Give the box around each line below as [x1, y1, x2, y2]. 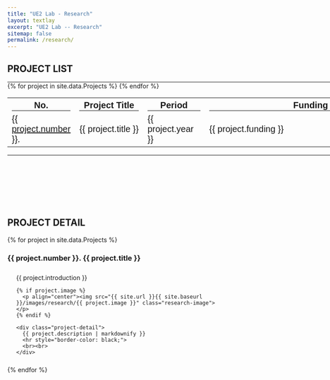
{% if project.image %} [16, 287, 86, 295]
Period [159, 99, 188, 110]
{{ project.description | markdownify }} [22, 331, 146, 338]
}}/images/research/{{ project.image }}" [16, 300, 140, 307]
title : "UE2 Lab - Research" [7, 10, 93, 18]
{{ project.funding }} [209, 124, 284, 135]
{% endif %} [16, 312, 51, 319]
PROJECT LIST [7, 63, 73, 75]
